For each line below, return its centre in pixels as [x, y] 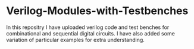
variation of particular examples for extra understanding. [75, 40]
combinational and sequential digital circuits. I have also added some [91, 33]
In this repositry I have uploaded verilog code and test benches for [88, 27]
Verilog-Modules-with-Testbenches [97, 11]
